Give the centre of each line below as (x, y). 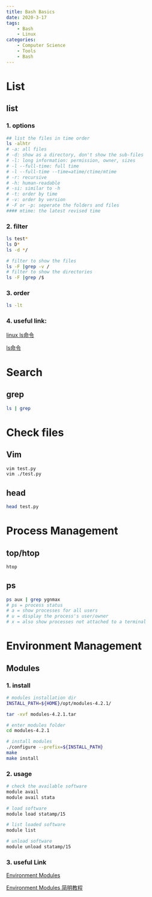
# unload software (29, 841)
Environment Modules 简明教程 (44, 888)
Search (25, 372)
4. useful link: (26, 321)
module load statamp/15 (36, 814)
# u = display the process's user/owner (58, 616)
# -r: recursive (26, 177)
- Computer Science (41, 46)
